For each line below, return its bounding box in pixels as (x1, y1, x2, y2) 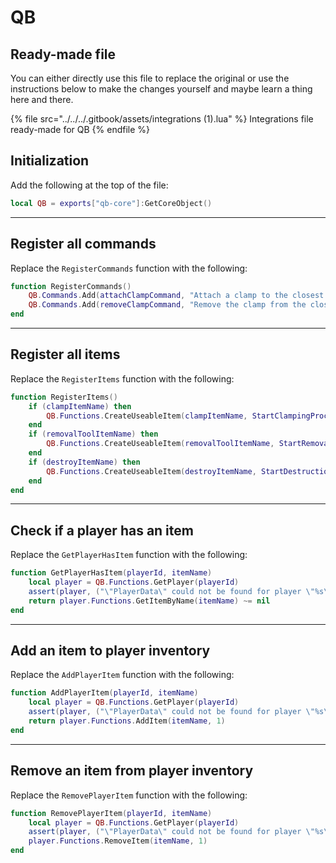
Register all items (10, 346, 121, 363)
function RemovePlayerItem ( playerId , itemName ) (10, 808, 213, 818)
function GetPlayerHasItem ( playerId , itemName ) (10, 568, 213, 578)
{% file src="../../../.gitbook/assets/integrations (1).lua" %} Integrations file (10, 113, 314, 125)
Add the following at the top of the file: (10, 179, 169, 191)
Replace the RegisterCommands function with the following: (10, 262, 248, 274)
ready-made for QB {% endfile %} (10, 124, 151, 135)
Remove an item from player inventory (10, 762, 254, 780)
